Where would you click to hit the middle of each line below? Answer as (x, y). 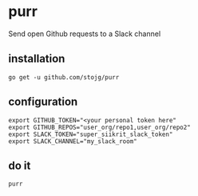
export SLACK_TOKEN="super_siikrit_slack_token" (91, 134)
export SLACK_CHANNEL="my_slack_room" (73, 141)
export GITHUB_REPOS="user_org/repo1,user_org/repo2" (100, 127)
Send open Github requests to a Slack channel (85, 34)
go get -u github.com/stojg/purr (64, 77)
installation (37, 59)
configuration (43, 102)
